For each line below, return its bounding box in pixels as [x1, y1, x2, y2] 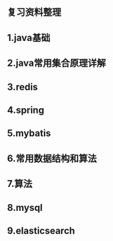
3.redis [7, 81, 38, 92]
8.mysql [7, 201, 43, 214]
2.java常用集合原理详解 [7, 58, 106, 69]
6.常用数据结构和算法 [7, 153, 97, 164]
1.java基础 [7, 31, 51, 43]
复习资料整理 [7, 6, 62, 18]
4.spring [7, 104, 45, 116]
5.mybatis [7, 127, 51, 139]
